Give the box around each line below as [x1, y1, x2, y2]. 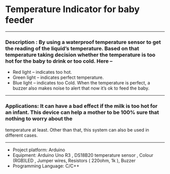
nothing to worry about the [5, 115, 72, 122]
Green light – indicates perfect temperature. [12, 74, 104, 80]
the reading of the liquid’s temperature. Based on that [5, 45, 139, 52]
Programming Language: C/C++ [12, 163, 80, 169]
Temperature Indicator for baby [5, 4, 140, 15]
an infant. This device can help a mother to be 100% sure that [5, 109, 159, 116]
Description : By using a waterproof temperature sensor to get [5, 38, 161, 46]
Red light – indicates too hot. [12, 69, 72, 75]
